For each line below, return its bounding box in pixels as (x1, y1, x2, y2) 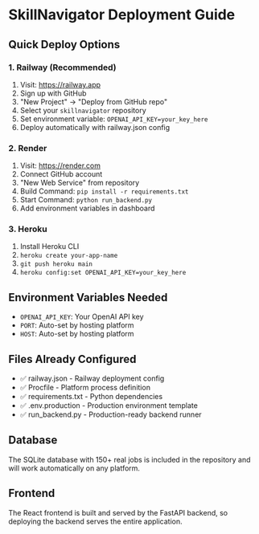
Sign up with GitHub (19, 88, 87, 98)
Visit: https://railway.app (19, 79, 101, 89)
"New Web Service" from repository (19, 178, 140, 188)
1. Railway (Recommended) (8, 62, 117, 73)
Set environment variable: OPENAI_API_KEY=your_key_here (19, 114, 208, 124)
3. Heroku (8, 223, 47, 234)
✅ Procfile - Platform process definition (19, 383, 151, 393)
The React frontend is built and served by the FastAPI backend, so (8, 508, 228, 517)
